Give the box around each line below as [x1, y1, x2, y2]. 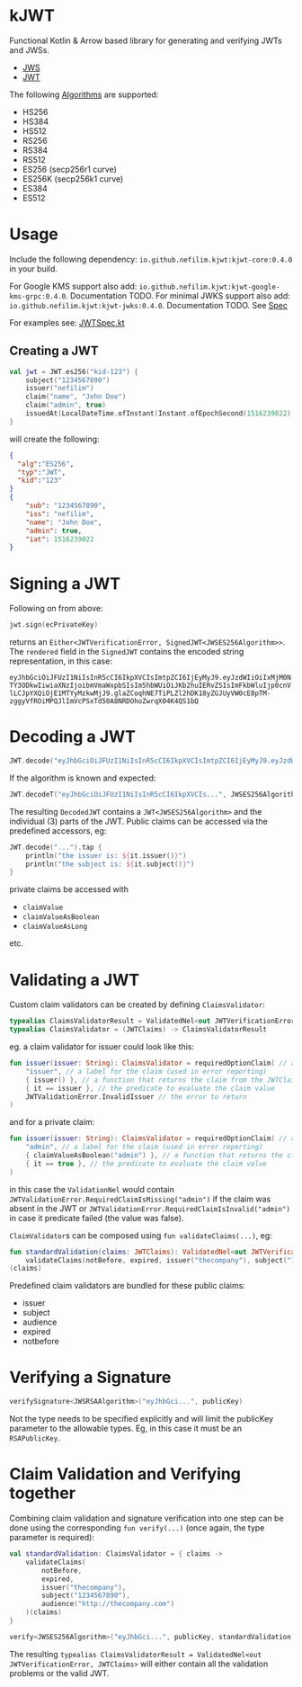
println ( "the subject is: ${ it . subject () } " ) [25, 860, 195, 869]
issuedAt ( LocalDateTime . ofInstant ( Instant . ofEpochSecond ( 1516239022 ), [25, 409, 296, 418]
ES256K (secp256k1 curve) [22, 173, 124, 184]
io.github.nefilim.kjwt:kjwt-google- [138, 282, 280, 291]
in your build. [9, 263, 58, 274]
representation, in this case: [9, 656, 112, 666]
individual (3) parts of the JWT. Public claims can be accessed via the [9, 816, 268, 826]
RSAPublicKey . [9, 1433, 60, 1443]
